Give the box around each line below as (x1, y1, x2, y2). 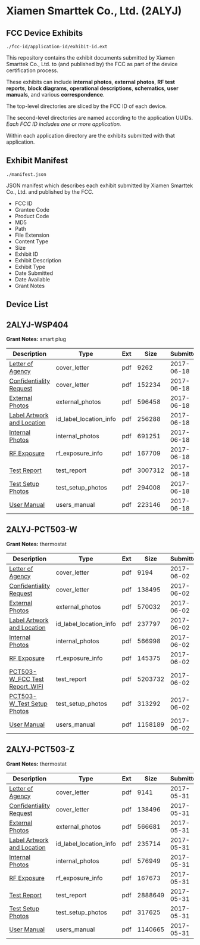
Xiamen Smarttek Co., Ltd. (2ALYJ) (6, 4, 182, 18)
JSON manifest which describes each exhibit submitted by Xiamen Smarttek (6, 182, 193, 189)
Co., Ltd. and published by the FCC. (6, 188, 94, 195)
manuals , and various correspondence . (6, 91, 105, 98)
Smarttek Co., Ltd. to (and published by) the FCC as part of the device (6, 61, 178, 67)
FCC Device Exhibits (6, 28, 83, 38)
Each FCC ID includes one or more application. (6, 120, 121, 128)
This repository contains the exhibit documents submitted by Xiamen (6, 54, 175, 61)
